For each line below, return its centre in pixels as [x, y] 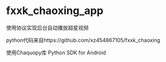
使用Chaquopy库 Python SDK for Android [56, 52]
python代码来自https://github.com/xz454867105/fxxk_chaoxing [83, 40]
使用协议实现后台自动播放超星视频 [47, 27]
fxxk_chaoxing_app [55, 11]
